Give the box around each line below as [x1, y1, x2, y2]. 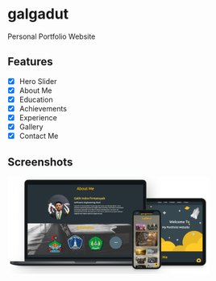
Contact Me [19, 131, 59, 141]
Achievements [19, 103, 68, 113]
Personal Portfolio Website [7, 31, 96, 41]
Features [7, 55, 53, 69]
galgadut [7, 5, 69, 23]
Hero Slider [19, 76, 57, 86]
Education [19, 94, 53, 104]
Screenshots [7, 155, 73, 169]
